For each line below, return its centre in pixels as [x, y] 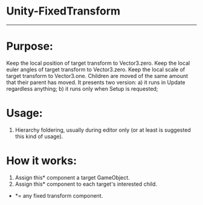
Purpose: [30, 46]
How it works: [42, 161]
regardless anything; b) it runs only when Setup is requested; [82, 88]
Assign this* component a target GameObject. [72, 177]
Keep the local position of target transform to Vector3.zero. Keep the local [98, 63]
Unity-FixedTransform [63, 11]
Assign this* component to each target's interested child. [86, 184]
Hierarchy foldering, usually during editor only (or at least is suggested [103, 130]
